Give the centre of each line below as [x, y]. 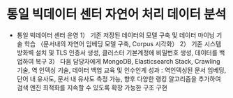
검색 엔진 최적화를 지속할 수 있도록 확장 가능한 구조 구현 [92, 87]
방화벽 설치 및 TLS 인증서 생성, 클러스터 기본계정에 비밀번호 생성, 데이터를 [117, 52]
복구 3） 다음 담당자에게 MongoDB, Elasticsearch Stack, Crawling [128, 61]
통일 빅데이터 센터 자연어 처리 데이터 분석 [116, 14]
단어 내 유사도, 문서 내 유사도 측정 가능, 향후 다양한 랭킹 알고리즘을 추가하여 [119, 78]
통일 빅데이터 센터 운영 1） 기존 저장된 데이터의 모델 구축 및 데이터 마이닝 [116, 35]
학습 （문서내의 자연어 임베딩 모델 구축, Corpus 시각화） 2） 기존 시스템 [123, 43]
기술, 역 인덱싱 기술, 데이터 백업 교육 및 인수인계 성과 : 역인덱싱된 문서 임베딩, [121, 70]
